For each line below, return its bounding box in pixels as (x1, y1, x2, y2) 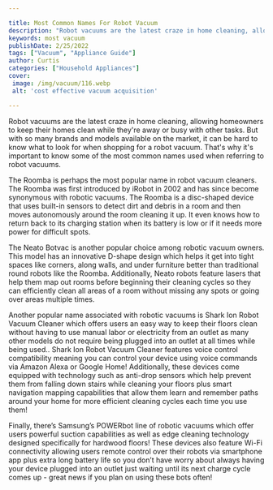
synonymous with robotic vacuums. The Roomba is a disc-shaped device (8, 192, 254, 202)
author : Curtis (8, 57, 60, 65)
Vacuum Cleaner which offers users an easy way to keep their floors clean (8, 318, 258, 329)
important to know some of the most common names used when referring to (8, 151, 264, 161)
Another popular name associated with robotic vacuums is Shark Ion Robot (8, 310, 259, 320)
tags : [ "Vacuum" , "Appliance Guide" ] (8, 49, 136, 58)
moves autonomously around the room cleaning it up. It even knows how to (8, 209, 260, 219)
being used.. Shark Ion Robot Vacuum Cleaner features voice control (8, 344, 238, 354)
